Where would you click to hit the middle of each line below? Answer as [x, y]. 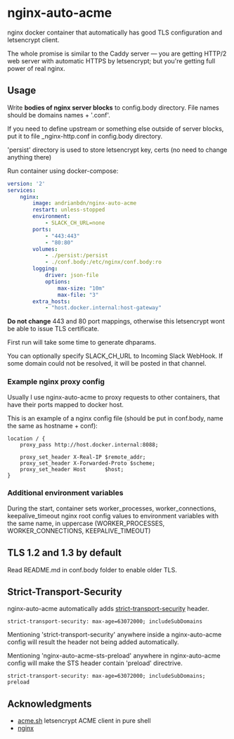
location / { [26, 438]
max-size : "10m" [81, 288]
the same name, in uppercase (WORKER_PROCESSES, [86, 523]
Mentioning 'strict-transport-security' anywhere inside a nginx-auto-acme [115, 635]
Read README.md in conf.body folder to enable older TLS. [92, 570]
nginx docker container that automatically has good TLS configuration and [115, 32]
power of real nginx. [36, 68]
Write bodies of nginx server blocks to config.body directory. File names [113, 108]
